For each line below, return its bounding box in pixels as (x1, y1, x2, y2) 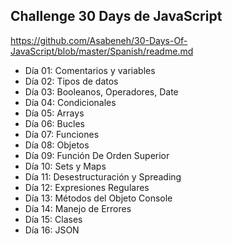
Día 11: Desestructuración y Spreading (24, 170, 182, 183)
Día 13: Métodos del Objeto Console (24, 192, 173, 204)
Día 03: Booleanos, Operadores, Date (24, 85, 179, 98)
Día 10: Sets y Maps (24, 160, 107, 172)
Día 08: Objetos (24, 139, 90, 151)
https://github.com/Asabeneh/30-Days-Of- (10, 34, 188, 46)
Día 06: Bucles (24, 117, 85, 129)
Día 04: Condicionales (24, 96, 117, 108)
